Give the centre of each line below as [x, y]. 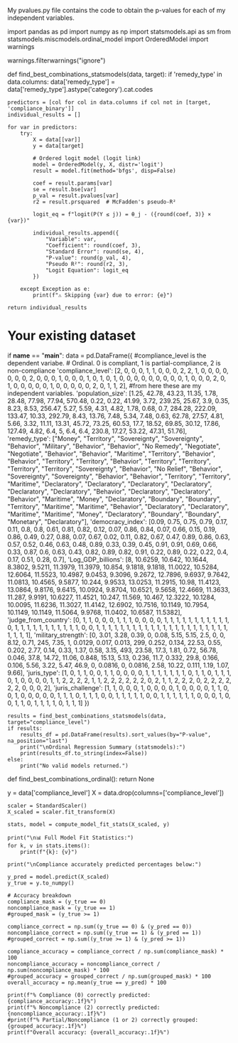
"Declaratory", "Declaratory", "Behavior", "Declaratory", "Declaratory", [110, 491]
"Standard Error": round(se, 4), [94, 252]
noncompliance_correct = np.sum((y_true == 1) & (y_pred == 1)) [104, 933]
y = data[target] [58, 146]
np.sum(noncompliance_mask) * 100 [59, 970]
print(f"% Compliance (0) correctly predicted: [79, 995]
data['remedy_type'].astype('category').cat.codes [80, 89]
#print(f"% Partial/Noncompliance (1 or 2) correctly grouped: [103, 1020]
